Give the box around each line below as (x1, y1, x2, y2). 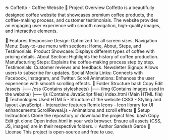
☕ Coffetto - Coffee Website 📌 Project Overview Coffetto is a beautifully (5, 5, 155, 11)
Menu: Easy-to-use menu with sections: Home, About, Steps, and (5, 43, 141, 49)
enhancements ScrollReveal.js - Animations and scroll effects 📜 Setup (5, 107, 150, 113)
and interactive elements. (5, 28, 58, 34)
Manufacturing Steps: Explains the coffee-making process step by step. (5, 59, 155, 65)
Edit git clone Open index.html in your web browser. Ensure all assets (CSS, (5, 118, 162, 124)
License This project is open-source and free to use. (5, 129, 115, 135)
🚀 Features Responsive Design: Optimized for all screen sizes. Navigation (5, 38, 157, 43)
